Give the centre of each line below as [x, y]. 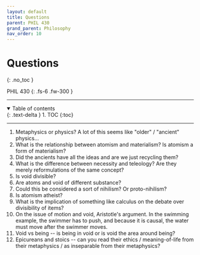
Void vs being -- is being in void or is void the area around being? [95, 234]
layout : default [27, 12]
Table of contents [34, 108]
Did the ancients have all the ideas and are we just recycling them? [97, 157]
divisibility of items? [39, 208]
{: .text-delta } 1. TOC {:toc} [40, 115]
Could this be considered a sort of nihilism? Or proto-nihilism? [91, 189]
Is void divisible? [36, 176]
